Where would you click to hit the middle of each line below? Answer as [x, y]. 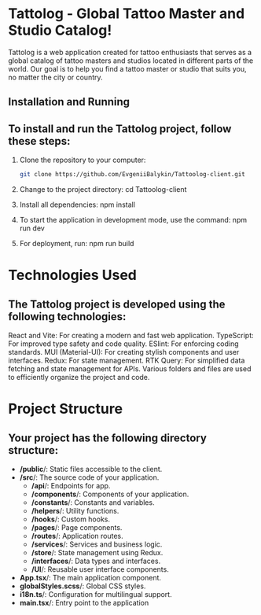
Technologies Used [73, 275]
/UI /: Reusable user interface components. [100, 569]
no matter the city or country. [56, 77]
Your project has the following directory [107, 438]
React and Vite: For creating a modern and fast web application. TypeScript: [131, 336]
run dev [32, 228]
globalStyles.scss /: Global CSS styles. [83, 586]
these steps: [39, 141]
